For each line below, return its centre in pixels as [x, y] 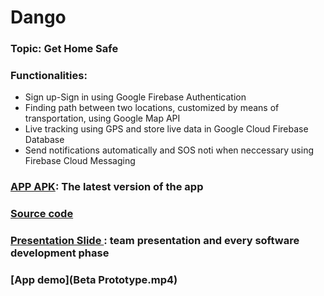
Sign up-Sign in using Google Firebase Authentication [135, 97]
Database [44, 140]
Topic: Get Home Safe [64, 49]
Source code [42, 214]
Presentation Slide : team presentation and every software [155, 241]
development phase [60, 253]
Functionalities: [49, 76]
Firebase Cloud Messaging [80, 161]
